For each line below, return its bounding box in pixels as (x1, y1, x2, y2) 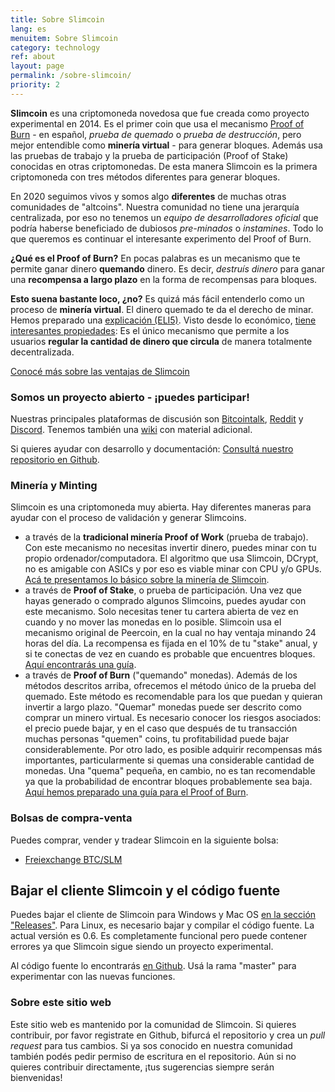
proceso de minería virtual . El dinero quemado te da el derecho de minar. (10, 303, 314, 315)
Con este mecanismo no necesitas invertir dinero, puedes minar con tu (24, 542, 317, 554)
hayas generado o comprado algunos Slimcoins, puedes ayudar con (24, 595, 307, 607)
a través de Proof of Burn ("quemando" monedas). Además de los (24, 669, 298, 681)
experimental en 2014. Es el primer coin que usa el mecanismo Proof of (10, 117, 305, 130)
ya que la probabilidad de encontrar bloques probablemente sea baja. (24, 776, 313, 788)
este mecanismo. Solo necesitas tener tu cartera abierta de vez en (24, 606, 299, 618)
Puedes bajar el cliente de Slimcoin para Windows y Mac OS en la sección (10, 909, 317, 921)
